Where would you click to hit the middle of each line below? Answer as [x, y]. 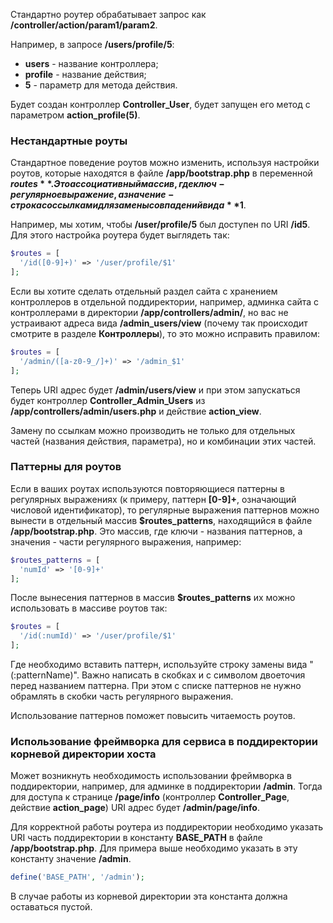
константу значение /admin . [71, 859]
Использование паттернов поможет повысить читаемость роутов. [153, 716]
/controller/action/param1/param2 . [84, 25]
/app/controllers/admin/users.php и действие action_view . [136, 411]
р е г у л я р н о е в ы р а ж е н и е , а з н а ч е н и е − [92, 195]
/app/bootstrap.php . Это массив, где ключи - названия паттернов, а [156, 531]
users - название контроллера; [91, 63]
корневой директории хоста [83, 754]
